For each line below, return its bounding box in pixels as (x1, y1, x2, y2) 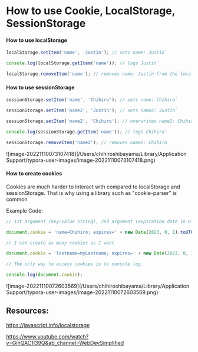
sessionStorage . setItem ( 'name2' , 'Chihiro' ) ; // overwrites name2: (6, 118, 176, 124)
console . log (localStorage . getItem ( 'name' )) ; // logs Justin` (6, 60, 160, 66)
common (6, 195, 28, 203)
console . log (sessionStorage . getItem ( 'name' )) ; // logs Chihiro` (6, 129, 167, 135)
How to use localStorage (6, 37, 68, 44)
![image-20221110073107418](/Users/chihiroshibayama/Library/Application (6, 150, 187, 157)
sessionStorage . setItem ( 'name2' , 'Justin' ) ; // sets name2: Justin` (6, 107, 178, 113)
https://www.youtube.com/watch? (6, 333, 89, 340)
